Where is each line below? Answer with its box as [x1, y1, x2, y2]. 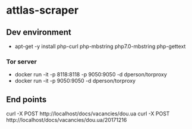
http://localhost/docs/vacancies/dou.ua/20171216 [6, 117, 127, 124]
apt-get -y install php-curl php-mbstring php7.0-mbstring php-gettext [14, 43, 186, 50]
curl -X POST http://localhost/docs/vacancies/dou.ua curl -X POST [6, 110, 170, 117]
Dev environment [6, 27, 71, 37]
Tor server [6, 57, 37, 66]
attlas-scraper [6, 4, 79, 17]
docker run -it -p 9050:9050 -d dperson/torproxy [14, 78, 136, 85]
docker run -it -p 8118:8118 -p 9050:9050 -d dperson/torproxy [14, 71, 168, 78]
